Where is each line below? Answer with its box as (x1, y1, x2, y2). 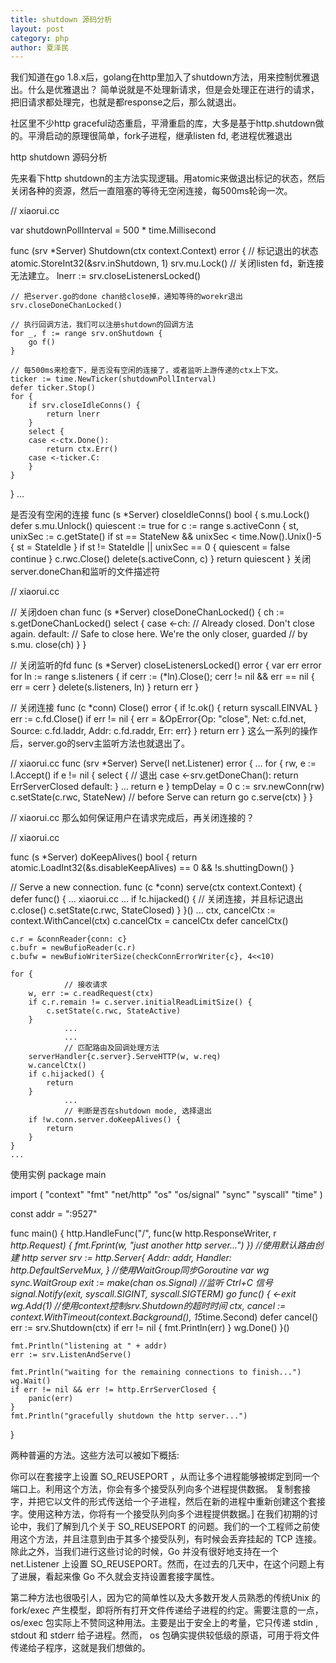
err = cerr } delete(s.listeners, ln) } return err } (10, 681, 200, 693)
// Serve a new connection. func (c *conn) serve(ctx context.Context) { (10, 881, 303, 893)
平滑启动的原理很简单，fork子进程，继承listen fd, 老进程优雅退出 (27, 130, 293, 142)
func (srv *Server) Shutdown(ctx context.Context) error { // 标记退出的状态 (10, 245, 319, 257)
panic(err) (28, 1394, 74, 1404)
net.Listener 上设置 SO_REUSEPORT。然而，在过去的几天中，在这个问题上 (10, 1558, 317, 1570)
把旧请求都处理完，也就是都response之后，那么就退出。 (10, 96, 242, 108)
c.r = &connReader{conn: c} (10, 934, 128, 945)
